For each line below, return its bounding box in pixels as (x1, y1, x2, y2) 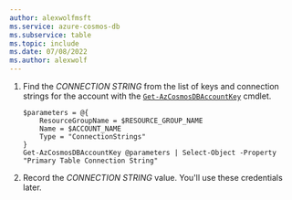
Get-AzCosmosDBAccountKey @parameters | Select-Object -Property (22, 148, 276, 157)
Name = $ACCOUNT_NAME (39, 124, 121, 133)
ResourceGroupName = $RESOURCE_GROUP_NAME (39, 116, 203, 125)
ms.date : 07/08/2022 (9, 47, 89, 57)
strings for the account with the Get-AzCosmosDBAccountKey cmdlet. (22, 90, 272, 101)
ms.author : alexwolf (9, 56, 89, 65)
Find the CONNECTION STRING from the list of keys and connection (22, 81, 280, 91)
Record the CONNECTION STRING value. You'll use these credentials (22, 173, 283, 183)
